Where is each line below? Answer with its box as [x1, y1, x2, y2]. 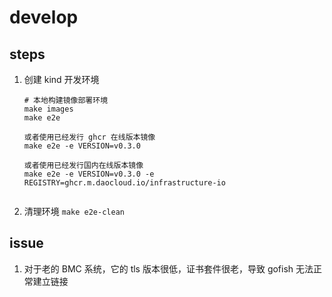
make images [23, 104, 74, 114]
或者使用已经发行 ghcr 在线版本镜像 [23, 132, 156, 142]
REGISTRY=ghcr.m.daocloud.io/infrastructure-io [23, 178, 226, 188]
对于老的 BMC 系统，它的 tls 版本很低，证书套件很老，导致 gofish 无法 [23, 262, 314, 275]
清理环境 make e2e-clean [23, 206, 125, 217]
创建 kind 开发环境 [23, 74, 100, 85]
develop [9, 6, 79, 29]
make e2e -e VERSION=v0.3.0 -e [23, 169, 155, 179]
